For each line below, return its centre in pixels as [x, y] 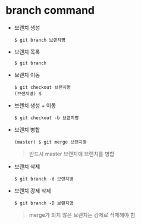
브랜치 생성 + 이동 [35, 105]
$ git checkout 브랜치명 [42, 87]
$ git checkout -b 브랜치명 [46, 118]
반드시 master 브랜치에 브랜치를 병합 [72, 154]
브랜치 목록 [27, 52]
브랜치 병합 [27, 129]
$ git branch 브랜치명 [40, 40]
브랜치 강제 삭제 [32, 191]
